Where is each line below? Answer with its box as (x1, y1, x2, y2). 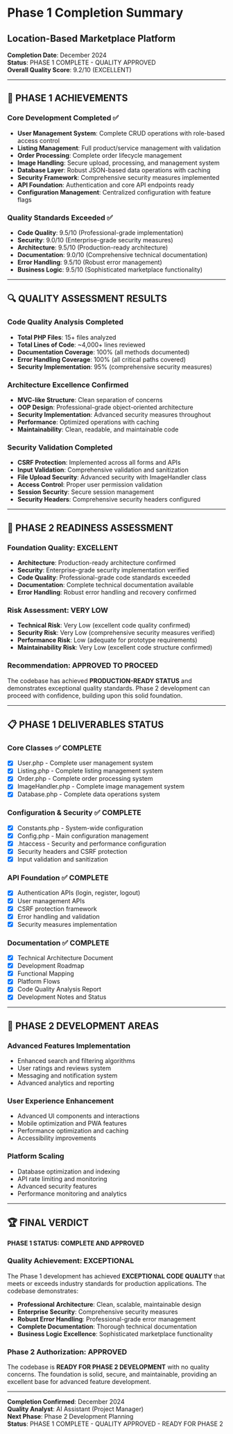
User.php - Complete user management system (17, 759, 154, 767)
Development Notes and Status (17, 993, 107, 1001)
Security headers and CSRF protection (17, 848, 128, 856)
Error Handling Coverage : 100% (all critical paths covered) (17, 355, 186, 363)
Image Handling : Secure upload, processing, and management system (17, 158, 220, 167)
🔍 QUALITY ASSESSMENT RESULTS (7, 293, 168, 305)
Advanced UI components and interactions (17, 1112, 140, 1120)
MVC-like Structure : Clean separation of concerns (17, 395, 163, 404)
